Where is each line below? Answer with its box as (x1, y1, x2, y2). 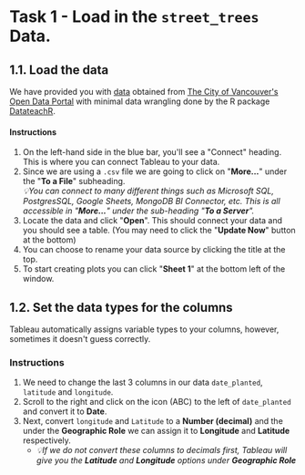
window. (22, 274, 55, 284)
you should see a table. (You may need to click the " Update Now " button (22, 225, 296, 236)
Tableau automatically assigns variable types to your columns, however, (9, 324, 280, 335)
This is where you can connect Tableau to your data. (22, 157, 220, 168)
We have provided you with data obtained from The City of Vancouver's (9, 87, 280, 97)
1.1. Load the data (9, 62, 109, 77)
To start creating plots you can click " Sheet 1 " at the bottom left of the (22, 263, 286, 274)
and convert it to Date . (22, 406, 107, 417)
